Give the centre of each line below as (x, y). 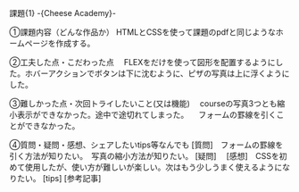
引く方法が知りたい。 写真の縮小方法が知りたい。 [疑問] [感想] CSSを (144, 156)
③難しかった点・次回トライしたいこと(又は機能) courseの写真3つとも (143, 104)
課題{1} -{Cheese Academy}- (63, 13)
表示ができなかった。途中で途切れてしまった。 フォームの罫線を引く (146, 115)
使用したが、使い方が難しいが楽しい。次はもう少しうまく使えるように (154, 167)
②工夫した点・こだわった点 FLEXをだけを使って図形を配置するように (142, 62)
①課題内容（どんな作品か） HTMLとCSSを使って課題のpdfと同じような (143, 32)
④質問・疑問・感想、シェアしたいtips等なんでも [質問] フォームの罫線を (146, 145)
